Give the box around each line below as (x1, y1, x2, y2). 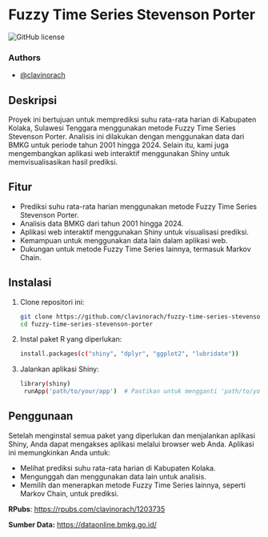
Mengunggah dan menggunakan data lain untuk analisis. (19, 471, 206, 481)
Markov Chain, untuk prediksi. (19, 488, 119, 498)
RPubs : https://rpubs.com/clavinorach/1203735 (8, 504, 166, 514)
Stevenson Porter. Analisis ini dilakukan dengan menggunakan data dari (8, 132, 245, 142)
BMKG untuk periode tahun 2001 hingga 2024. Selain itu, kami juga (8, 140, 230, 150)
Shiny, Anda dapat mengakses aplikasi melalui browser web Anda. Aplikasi (8, 439, 254, 449)
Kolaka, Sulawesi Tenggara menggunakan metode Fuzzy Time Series (8, 123, 236, 133)
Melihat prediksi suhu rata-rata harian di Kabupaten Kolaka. (19, 463, 216, 473)
